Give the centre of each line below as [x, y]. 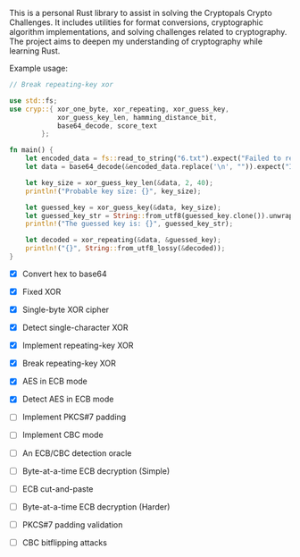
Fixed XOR [42, 291]
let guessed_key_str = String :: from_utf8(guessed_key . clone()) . [147, 215]
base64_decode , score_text [107, 126]
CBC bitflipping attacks [64, 542]
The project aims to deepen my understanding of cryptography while [136, 41]
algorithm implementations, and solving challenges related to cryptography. [148, 32]
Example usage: [39, 68]
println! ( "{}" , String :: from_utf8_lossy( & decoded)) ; [125, 249]
